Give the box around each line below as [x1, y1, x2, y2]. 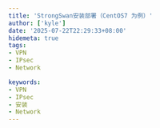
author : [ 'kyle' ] [8, 19, 66, 27]
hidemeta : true [8, 34, 59, 42]
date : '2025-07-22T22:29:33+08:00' [8, 26, 127, 34]
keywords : [8, 78, 42, 86]
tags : [8, 42, 26, 50]
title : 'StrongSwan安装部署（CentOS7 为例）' [8, 11, 154, 20]
